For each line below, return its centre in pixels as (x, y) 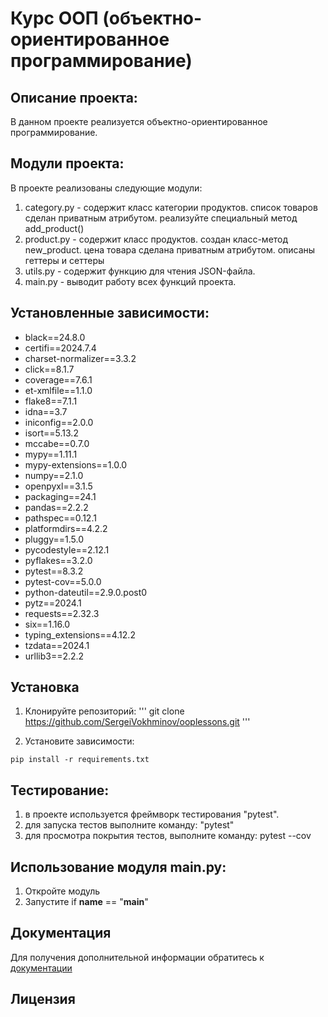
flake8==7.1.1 (51, 401)
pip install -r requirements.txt (80, 760)
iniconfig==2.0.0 (59, 422)
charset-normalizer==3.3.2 (80, 358)
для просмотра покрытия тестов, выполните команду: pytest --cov (168, 836)
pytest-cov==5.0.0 (63, 581)
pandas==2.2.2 (56, 507)
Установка (45, 687)
